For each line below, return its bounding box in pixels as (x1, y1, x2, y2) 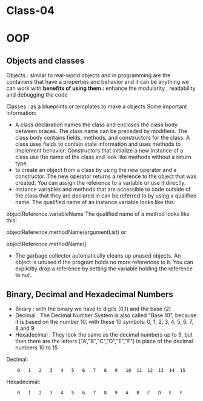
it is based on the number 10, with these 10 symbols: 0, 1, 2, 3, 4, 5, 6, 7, (15, 318, 194, 325)
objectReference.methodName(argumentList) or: (6, 228, 128, 236)
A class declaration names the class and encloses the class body (15, 121, 178, 128)
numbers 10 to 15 (15, 344, 58, 351)
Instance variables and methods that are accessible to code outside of (15, 186, 191, 193)
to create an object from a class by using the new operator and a (15, 166, 177, 174)
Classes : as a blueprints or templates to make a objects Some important (6, 103, 187, 110)
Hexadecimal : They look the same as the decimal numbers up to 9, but (15, 331, 193, 338)
